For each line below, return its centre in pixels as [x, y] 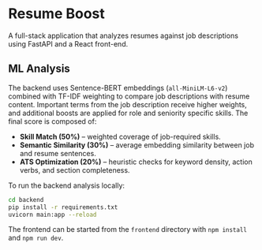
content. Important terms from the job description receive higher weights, [127, 104]
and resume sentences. [58, 153]
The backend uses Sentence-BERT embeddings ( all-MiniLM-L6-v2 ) [118, 88]
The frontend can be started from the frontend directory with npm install [127, 229]
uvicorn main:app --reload [52, 215]
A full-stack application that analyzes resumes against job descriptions [124, 35]
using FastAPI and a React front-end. [68, 43]
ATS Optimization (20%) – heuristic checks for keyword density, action [136, 162]
